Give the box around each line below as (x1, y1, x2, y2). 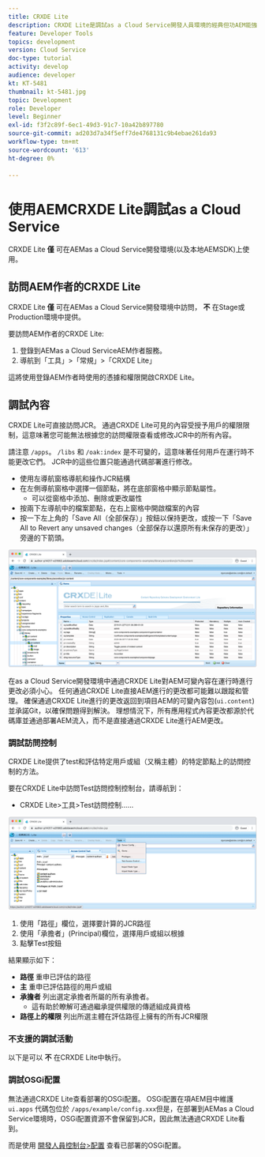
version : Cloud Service (8, 46, 87, 55)
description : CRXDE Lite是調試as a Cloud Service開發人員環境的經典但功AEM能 (8, 21, 252, 29)
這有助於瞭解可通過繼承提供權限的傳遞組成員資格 (31, 1001, 191, 1011)
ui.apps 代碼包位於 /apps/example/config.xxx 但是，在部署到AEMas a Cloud (8, 1103, 255, 1114)
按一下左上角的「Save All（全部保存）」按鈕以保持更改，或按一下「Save (19, 513, 252, 522)
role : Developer (8, 104, 62, 112)
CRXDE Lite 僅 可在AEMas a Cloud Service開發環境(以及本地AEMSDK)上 (8, 245, 243, 254)
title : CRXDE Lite (8, 13, 69, 21)
